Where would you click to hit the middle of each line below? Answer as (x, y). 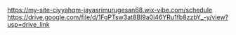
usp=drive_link (29, 24)
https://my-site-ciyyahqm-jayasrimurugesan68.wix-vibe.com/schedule (110, 10)
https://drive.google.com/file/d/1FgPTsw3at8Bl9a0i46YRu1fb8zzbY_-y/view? (118, 17)
